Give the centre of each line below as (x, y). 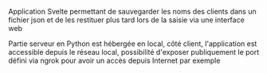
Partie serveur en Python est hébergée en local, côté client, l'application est (133, 44)
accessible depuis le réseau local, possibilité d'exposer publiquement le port (134, 52)
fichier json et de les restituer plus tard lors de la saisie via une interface (126, 20)
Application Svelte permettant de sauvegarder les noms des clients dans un (132, 12)
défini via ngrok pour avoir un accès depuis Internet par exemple (114, 60)
